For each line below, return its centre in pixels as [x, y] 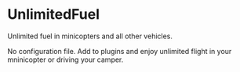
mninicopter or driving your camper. [65, 59]
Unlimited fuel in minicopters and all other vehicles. [90, 36]
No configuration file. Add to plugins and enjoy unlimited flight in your [120, 51]
